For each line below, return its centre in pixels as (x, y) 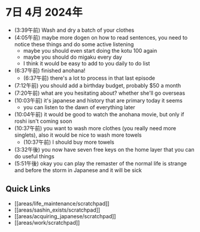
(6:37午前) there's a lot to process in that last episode (89, 78)
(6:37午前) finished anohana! (50, 70)
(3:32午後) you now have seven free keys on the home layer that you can (104, 149)
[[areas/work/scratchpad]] (47, 222)
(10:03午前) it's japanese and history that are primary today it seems (99, 100)
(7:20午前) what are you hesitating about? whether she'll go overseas (100, 93)
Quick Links (28, 189)
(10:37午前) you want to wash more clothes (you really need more (95, 128)
